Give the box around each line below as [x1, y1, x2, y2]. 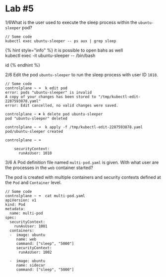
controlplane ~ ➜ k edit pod [5, 85, 68, 91]
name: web [16, 236, 37, 242]
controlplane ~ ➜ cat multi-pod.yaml [5, 193, 85, 198]
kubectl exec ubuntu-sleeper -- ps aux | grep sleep [5, 38, 116, 44]
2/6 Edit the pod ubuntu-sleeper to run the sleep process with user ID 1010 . [5, 71, 158, 77]
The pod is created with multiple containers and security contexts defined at [5, 174, 161, 180]
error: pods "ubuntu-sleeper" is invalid [5, 90, 92, 95]
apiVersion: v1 [5, 198, 37, 203]
